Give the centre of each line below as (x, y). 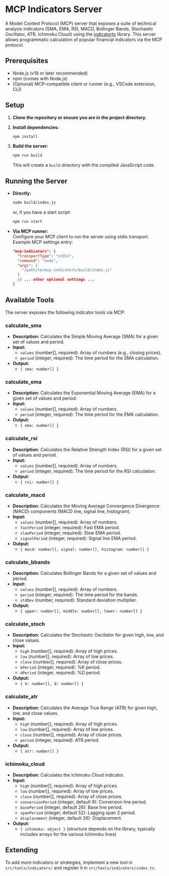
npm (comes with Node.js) (40, 78)
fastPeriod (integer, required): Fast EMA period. (70, 527)
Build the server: (30, 146)
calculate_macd (25, 495)
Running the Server (36, 181)
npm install (25, 136)
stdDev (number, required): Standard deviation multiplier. (78, 600)
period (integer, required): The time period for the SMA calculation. (90, 358)
